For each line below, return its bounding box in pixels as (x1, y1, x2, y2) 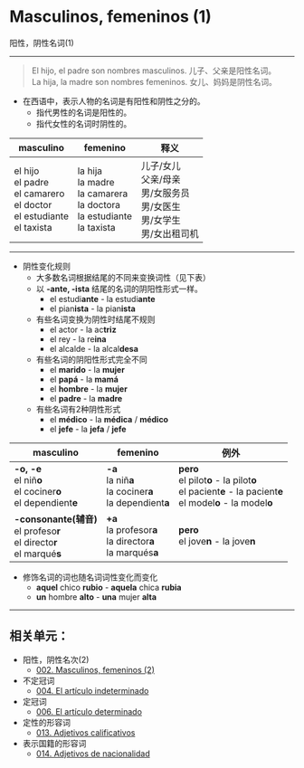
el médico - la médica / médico (49, 413, 169, 424)
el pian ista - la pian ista (49, 303, 136, 314)
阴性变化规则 (22, 261, 71, 271)
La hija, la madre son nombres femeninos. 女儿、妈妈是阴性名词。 (31, 76, 278, 87)
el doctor (14, 198, 52, 211)
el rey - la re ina (49, 333, 107, 345)
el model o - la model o (178, 496, 273, 508)
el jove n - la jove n (178, 535, 256, 547)
